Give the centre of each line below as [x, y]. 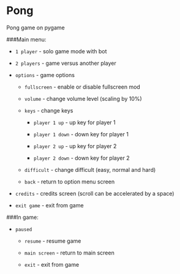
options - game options [45, 75]
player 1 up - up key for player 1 [74, 122]
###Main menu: [26, 39]
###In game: [22, 217]
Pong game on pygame [36, 28]
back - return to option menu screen [69, 182]
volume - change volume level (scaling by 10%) [83, 98]
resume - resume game [53, 241]
